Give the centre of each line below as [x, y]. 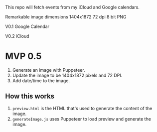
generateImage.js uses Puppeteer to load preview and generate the [81, 119]
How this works [30, 96]
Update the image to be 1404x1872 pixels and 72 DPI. [67, 75]
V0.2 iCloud [17, 36]
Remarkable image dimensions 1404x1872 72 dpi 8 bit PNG [66, 17]
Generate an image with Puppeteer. [49, 70]
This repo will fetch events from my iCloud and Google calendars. [72, 7]
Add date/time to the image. [41, 80]
